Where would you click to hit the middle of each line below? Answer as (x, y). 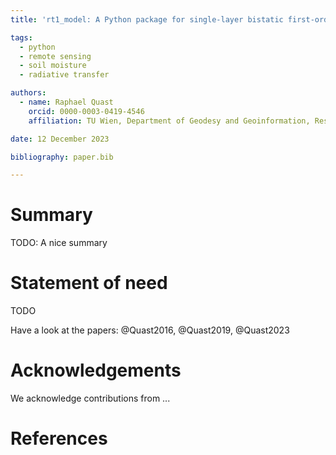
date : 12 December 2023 (60, 139)
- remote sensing (55, 56)
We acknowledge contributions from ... (90, 398)
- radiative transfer (64, 75)
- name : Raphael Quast (66, 102)
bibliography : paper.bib (62, 157)
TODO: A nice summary (59, 243)
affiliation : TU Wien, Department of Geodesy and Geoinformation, (169, 121)
